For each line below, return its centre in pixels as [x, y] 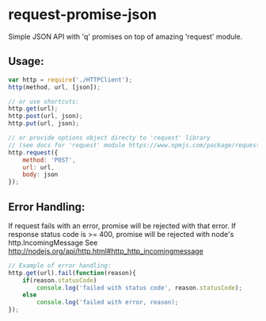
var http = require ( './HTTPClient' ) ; [70, 80]
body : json [40, 175]
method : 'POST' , [49, 160]
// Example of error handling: [60, 266]
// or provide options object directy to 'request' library [110, 138]
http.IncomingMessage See [53, 243]
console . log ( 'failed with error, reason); [108, 303]
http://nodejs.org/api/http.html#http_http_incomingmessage [106, 250]
